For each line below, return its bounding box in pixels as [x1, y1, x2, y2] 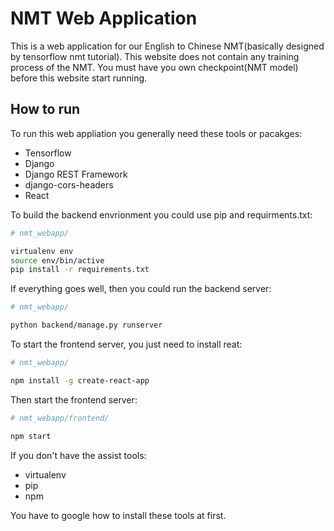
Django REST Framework [24, 168, 128, 180]
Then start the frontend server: [10, 393, 138, 406]
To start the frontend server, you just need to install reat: [10, 338, 243, 350]
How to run [10, 101, 81, 118]
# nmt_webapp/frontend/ [10, 413, 110, 423]
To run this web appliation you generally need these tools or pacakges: [10, 127, 303, 139]
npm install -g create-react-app [10, 375, 150, 386]
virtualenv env [10, 246, 74, 256]
